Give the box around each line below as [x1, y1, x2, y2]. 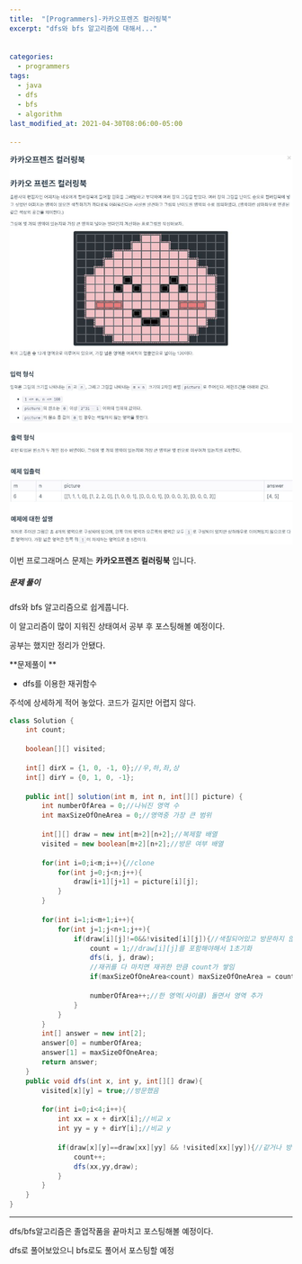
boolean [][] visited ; [25, 745, 106, 754]
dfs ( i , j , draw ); [89, 954, 155, 963]
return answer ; [41, 1058, 99, 1067]
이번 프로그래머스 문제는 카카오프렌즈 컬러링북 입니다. [9, 554, 197, 566]
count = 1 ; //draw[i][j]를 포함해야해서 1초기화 [89, 944, 253, 953]
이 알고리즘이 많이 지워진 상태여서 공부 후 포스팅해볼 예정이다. [9, 621, 226, 632]
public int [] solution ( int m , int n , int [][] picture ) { [25, 792, 244, 801]
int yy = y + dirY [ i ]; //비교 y [57, 1125, 171, 1134]
